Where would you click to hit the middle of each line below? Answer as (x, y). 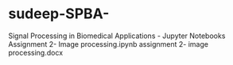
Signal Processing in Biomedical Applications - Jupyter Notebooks (117, 36)
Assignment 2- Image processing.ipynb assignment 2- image (109, 44)
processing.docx (36, 52)
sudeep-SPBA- (59, 14)
